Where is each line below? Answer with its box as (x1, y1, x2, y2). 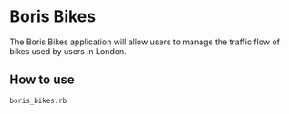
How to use (9, 72, 75, 88)
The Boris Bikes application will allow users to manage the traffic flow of (9, 36, 281, 47)
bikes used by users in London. (9, 45, 128, 56)
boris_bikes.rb (9, 96, 67, 105)
